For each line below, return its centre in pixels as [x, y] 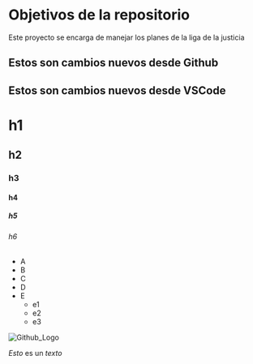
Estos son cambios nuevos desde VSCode [117, 90]
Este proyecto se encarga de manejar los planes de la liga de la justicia [126, 37]
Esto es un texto [35, 353]
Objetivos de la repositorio [99, 15]
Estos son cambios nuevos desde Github [114, 63]
